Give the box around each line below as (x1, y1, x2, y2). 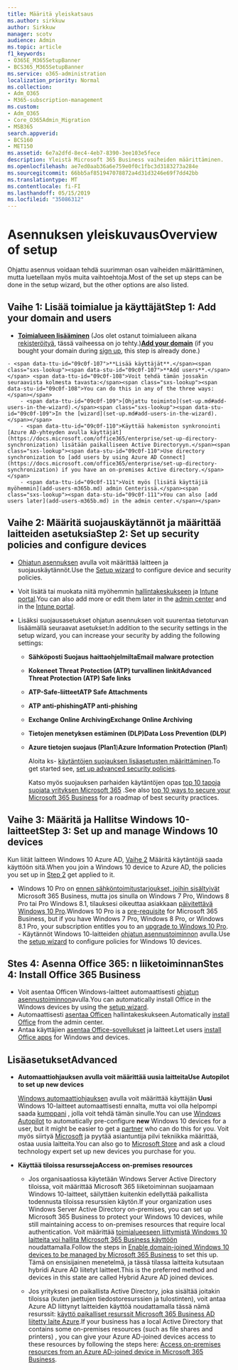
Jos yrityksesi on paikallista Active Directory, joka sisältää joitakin (28, 1287, 220, 1296)
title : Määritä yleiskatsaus (7, 10, 94, 18)
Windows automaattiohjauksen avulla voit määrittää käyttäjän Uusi (17, 1094, 212, 1103)
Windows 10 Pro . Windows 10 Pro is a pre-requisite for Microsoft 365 (17, 907, 218, 915)
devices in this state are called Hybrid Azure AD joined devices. (28, 1273, 215, 1282)
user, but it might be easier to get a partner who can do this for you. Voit (17, 1124, 229, 1133)
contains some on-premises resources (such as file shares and (28, 1325, 213, 1334)
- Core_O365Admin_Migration (7, 116, 91, 123)
